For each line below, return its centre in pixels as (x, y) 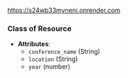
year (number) (49, 67)
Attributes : (34, 44)
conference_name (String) (64, 52)
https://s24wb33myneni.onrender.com (64, 10)
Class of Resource (39, 28)
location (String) (53, 59)
